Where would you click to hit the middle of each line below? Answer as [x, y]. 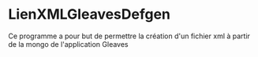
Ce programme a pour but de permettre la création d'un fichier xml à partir [129, 36]
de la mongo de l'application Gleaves [68, 44]
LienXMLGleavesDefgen [90, 14]
